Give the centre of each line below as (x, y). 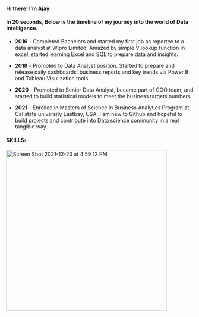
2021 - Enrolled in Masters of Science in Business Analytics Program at (102, 108)
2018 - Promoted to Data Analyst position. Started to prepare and (95, 65)
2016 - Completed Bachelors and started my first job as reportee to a (99, 41)
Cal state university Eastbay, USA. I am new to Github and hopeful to (99, 114)
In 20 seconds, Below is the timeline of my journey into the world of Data (97, 22)
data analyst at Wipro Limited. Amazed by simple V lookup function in (100, 48)
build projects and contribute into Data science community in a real (97, 120)
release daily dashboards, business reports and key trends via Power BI (102, 72)
